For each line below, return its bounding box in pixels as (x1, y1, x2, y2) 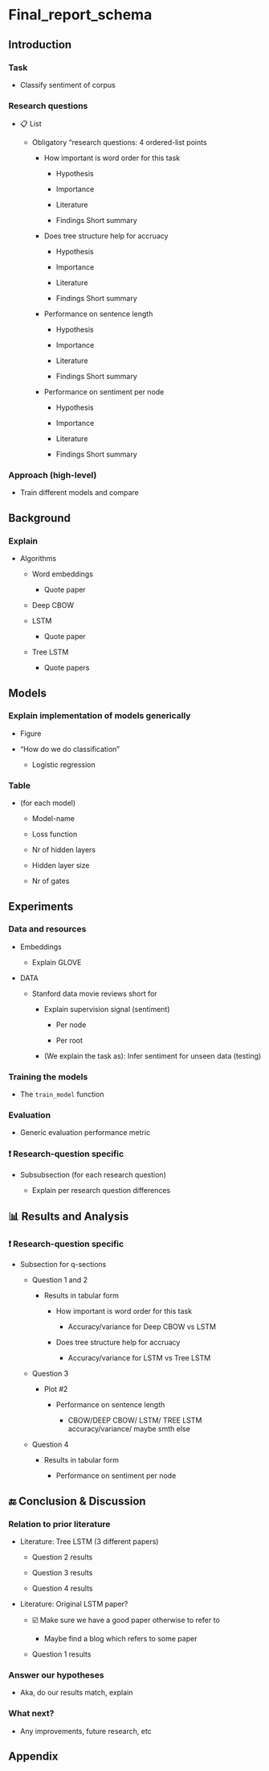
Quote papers (43, 663, 90, 673)
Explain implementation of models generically (8, 710, 191, 721)
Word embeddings (31, 569, 94, 579)
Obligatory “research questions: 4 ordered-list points (31, 138, 207, 147)
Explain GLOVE (31, 957, 82, 967)
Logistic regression (31, 759, 96, 770)
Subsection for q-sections (19, 1260, 107, 1269)
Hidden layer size (31, 861, 90, 870)
